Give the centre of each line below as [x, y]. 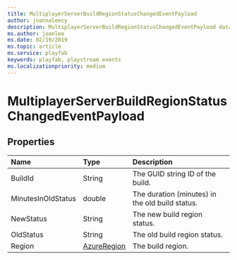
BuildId [22, 178]
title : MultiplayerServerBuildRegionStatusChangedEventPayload [102, 14]
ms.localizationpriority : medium [56, 66]
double [95, 198]
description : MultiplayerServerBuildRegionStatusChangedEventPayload [112, 27]
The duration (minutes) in [175, 194]
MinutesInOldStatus [43, 198]
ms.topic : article [34, 47]
